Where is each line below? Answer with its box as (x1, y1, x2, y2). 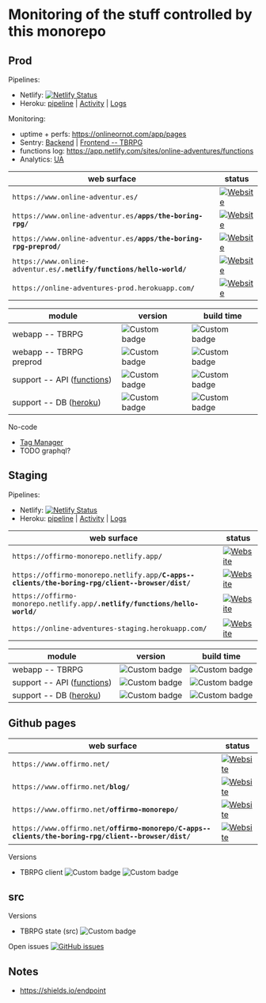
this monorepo (8, 22, 107, 40)
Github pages (8, 716, 77, 730)
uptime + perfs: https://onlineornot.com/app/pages (19, 129, 187, 139)
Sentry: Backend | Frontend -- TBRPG (19, 138, 143, 147)
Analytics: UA (19, 154, 65, 164)
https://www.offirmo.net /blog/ (12, 782, 131, 791)
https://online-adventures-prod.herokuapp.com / (12, 283, 196, 292)
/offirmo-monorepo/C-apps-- (105, 823, 211, 833)
